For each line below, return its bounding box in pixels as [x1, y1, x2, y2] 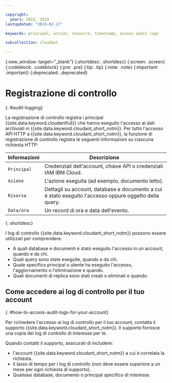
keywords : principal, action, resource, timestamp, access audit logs [5, 31, 159, 36]
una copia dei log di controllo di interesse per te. [5, 330, 107, 336]
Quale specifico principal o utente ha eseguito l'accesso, [12, 262, 133, 268]
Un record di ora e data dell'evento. [44, 207, 130, 214]
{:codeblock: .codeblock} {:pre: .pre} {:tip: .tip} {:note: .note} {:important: [5, 64, 159, 70]
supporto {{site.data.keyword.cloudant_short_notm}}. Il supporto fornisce [5, 324, 160, 331]
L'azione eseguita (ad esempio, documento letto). [44, 178, 164, 185]
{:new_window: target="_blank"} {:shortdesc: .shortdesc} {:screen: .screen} [5, 59, 165, 65]
